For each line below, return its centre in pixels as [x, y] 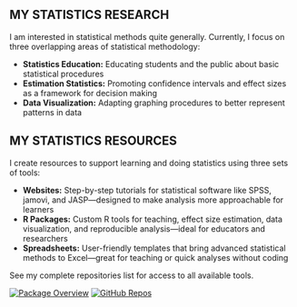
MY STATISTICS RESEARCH [89, 15]
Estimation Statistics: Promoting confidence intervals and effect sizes [154, 83]
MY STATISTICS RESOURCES [93, 141]
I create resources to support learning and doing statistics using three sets [149, 163]
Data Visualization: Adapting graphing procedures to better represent [154, 103]
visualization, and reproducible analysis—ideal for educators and [144, 228]
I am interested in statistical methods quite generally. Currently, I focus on [147, 36]
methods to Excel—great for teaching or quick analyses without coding [155, 257]
